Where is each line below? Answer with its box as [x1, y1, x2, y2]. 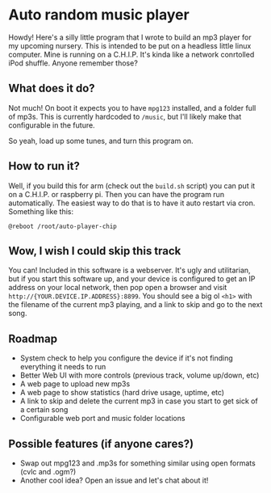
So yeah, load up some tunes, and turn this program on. [8, 136, 194, 145]
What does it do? [8, 82, 95, 95]
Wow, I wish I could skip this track [8, 244, 181, 258]
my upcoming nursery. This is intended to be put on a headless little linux [8, 40, 252, 50]
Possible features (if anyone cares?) [8, 436, 194, 450]
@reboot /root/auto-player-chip [8, 222, 117, 230]
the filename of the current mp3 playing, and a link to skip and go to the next [8, 300, 263, 310]
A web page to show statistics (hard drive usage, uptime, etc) [19, 388, 224, 398]
